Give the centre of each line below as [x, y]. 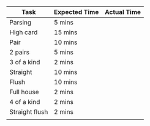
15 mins [66, 32]
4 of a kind [25, 102]
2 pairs [19, 52]
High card [24, 32]
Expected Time [77, 12]
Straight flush [29, 112]
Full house [24, 92]
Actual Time [123, 12]
